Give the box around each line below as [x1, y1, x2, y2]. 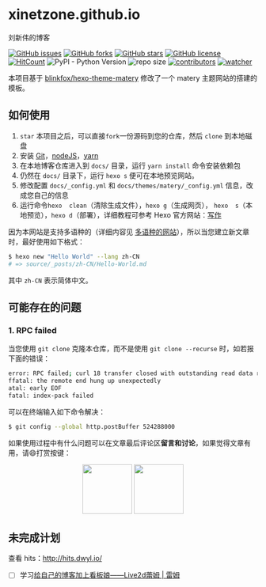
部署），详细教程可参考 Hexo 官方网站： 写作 [78, 210, 222, 219]
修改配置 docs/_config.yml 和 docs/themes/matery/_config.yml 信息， [19, 180, 247, 190]
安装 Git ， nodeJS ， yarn [19, 150, 99, 160]
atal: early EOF [8, 384, 62, 392]
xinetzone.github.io [8, 6, 141, 24]
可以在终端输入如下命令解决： [8, 407, 105, 416]
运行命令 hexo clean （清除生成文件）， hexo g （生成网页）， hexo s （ [19, 200, 246, 210]
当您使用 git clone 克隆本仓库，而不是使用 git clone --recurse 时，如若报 [8, 344, 255, 354]
